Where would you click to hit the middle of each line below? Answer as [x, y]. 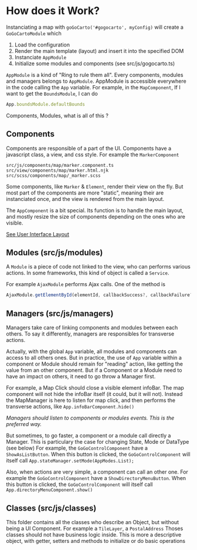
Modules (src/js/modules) [55, 253]
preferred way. [24, 424]
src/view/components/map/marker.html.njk [57, 170]
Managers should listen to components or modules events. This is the [90, 418]
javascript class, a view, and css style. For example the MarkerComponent [93, 155]
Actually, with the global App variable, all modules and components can [91, 351]
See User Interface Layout [38, 234]
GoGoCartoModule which [34, 33]
